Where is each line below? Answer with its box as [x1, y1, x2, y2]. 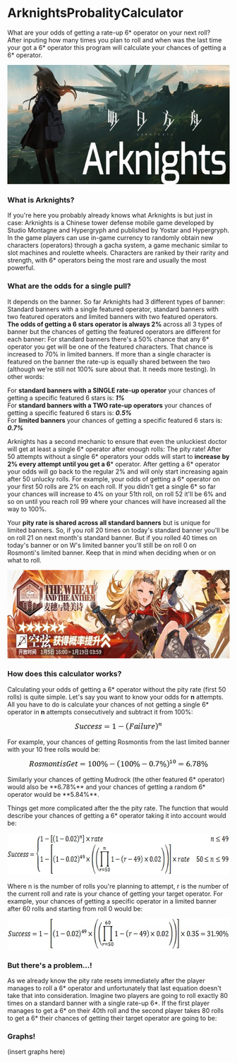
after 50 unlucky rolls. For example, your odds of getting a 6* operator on [7, 474, 221, 483]
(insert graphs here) [7, 1047, 66, 1056]
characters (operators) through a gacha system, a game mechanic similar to [7, 241, 228, 250]
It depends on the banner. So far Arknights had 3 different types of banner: [7, 297, 226, 306]
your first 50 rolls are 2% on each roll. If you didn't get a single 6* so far [7, 482, 217, 491]
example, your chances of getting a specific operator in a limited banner [7, 896, 217, 905]
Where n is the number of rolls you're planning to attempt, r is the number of [7, 882, 229, 890]
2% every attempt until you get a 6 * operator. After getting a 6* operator [7, 460, 220, 468]
